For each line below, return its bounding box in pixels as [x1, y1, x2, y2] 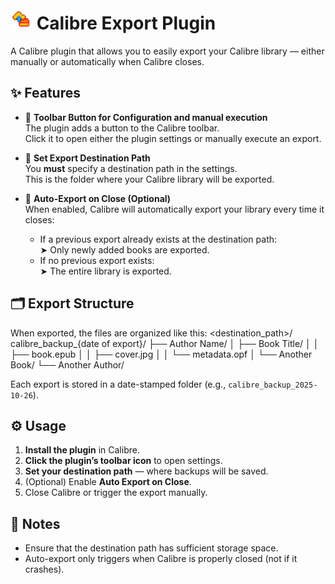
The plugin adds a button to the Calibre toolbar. [24, 122, 220, 134]
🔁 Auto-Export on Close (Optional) [24, 192, 172, 204]
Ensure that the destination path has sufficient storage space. [24, 542, 279, 554]
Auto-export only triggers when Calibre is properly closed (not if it [24, 553, 298, 565]
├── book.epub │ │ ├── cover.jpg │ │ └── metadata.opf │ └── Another [10, 348, 313, 360]
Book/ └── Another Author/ [10, 358, 125, 371]
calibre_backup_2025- [228, 380, 318, 390]
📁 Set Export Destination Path [24, 152, 151, 164]
